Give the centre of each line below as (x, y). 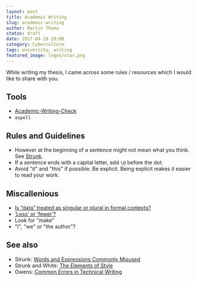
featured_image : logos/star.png (46, 55)
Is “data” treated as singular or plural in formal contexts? (83, 208)
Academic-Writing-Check (46, 111)
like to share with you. (33, 78)
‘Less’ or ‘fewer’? (35, 214)
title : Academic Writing (36, 17)
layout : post (22, 11)
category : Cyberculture (35, 45)
